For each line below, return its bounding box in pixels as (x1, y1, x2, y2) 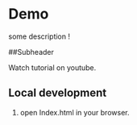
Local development (8, 86, 107, 100)
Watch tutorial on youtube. (8, 62, 97, 73)
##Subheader (8, 47, 55, 56)
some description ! (8, 31, 71, 41)
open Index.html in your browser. (19, 107, 130, 117)
